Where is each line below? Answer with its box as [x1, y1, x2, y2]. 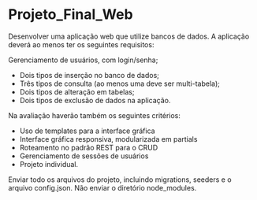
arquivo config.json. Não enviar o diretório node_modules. [8, 183, 197, 192]
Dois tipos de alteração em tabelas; [19, 87, 135, 96]
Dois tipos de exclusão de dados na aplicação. [19, 95, 171, 105]
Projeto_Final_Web [8, 6, 133, 24]
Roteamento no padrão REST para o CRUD [19, 143, 158, 152]
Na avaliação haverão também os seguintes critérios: [8, 110, 181, 120]
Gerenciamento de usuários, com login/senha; [8, 55, 158, 65]
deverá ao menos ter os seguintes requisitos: [8, 39, 155, 49]
